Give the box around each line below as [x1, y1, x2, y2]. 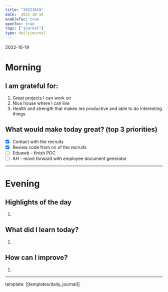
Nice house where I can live [12, 100, 70, 106]
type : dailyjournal [5, 30, 46, 35]
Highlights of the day [5, 198, 71, 206]
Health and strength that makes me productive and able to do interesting [12, 105, 162, 111]
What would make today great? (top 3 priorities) [5, 125, 157, 134]
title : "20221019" [5, 7, 43, 12]
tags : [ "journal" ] [5, 26, 43, 31]
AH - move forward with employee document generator [12, 155, 127, 161]
